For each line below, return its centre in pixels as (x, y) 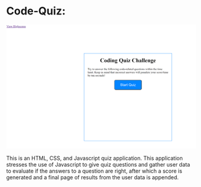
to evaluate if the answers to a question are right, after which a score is (94, 171)
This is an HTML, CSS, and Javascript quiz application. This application (94, 158)
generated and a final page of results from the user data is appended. (93, 177)
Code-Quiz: (36, 11)
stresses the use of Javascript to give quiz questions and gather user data (98, 165)
